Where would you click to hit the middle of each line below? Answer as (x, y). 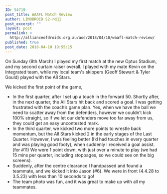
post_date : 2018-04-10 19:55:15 (39, 47)
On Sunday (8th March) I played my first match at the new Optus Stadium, (81, 61)
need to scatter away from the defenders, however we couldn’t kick (82, 112)
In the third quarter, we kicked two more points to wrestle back (77, 128)
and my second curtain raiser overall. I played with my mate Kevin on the (80, 66)
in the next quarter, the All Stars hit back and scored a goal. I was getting (87, 102)
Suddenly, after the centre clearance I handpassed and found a (77, 165)
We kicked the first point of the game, (44, 87)
